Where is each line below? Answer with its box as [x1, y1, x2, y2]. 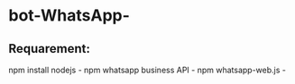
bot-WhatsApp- [8, 5, 130, 26]
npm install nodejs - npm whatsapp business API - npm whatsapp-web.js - [8, 64, 286, 75]
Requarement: [8, 41, 91, 56]
